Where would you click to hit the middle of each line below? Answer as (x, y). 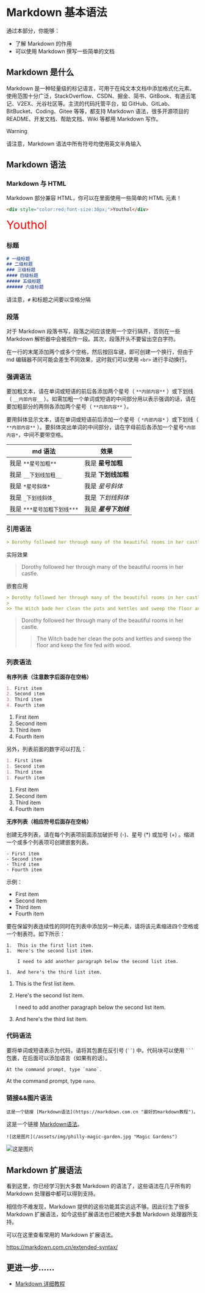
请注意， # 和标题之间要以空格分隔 (49, 299)
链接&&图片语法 (30, 1097)
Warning (17, 131)
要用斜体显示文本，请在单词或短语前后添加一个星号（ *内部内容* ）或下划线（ (103, 420)
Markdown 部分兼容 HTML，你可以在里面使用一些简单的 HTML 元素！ (94, 198)
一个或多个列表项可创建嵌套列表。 (49, 842)
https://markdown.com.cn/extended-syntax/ (62, 1247)
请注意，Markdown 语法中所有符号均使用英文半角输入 (74, 144)
